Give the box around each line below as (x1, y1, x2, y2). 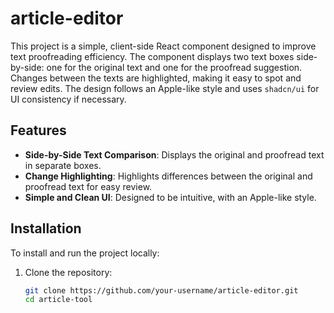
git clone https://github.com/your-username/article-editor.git (24, 285, 299, 296)
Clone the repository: (24, 266, 113, 278)
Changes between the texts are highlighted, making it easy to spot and (10, 72, 302, 84)
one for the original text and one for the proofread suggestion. (46, 61, 303, 73)
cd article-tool (24, 295, 93, 305)
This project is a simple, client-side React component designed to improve (10, 40, 317, 52)
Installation (10, 220, 82, 237)
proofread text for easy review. (24, 180, 153, 192)
